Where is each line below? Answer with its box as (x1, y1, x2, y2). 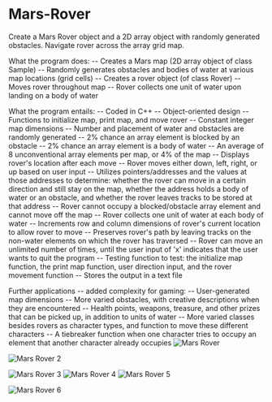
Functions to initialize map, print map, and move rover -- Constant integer (8, 115, 254, 124)
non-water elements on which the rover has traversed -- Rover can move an (8, 236, 263, 245)
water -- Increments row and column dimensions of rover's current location (8, 218, 261, 228)
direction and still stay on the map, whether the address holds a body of (8, 184, 249, 193)
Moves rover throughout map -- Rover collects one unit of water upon (8, 82, 242, 92)
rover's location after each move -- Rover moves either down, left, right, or (8, 158, 257, 167)
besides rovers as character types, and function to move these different (8, 320, 249, 330)
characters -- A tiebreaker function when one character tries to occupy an (8, 329, 257, 339)
